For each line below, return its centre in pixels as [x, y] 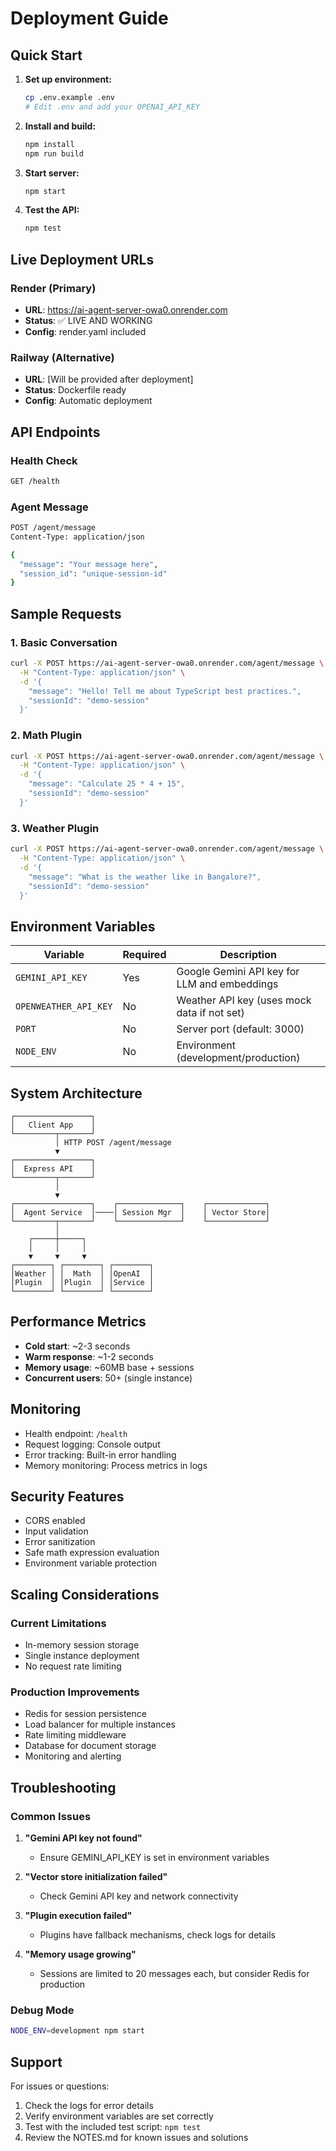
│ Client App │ [53, 1125]
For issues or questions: [60, 2086]
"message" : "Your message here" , [89, 564]
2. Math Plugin [46, 735]
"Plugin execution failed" [78, 1916]
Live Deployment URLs [82, 259]
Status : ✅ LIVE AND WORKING [88, 320]
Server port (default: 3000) [240, 1029]
